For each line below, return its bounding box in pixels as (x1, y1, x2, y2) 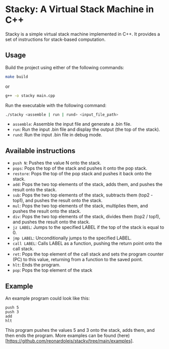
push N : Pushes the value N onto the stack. (12, 160, 101, 166)
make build (5, 74, 28, 79)
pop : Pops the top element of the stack (12, 267, 92, 273)
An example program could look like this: (5, 295, 90, 301)
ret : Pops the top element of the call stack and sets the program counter (12, 251, 164, 257)
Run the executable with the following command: (5, 102, 107, 108)
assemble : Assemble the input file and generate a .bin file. (12, 121, 132, 127)
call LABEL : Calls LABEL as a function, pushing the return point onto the (12, 240, 162, 246)
